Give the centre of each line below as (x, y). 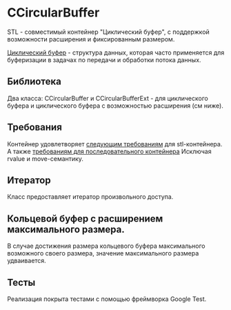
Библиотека (34, 82)
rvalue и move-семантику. (46, 158)
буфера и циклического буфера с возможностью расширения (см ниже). (115, 106)
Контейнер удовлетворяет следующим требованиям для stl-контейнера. (115, 144)
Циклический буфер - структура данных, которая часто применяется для (116, 52)
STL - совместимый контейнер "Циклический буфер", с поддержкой (109, 32)
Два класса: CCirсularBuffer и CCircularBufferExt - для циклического (108, 98)
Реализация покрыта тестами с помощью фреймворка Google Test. (107, 299)
